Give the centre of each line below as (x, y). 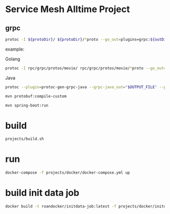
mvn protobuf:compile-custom (36, 96)
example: (15, 49)
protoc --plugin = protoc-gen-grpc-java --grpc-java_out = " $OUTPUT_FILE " (81, 87)
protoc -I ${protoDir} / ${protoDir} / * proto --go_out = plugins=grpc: (78, 39)
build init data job (42, 193)
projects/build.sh (25, 139)
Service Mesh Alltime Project (68, 9)
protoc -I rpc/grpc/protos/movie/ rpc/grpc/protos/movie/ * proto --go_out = (86, 68)
